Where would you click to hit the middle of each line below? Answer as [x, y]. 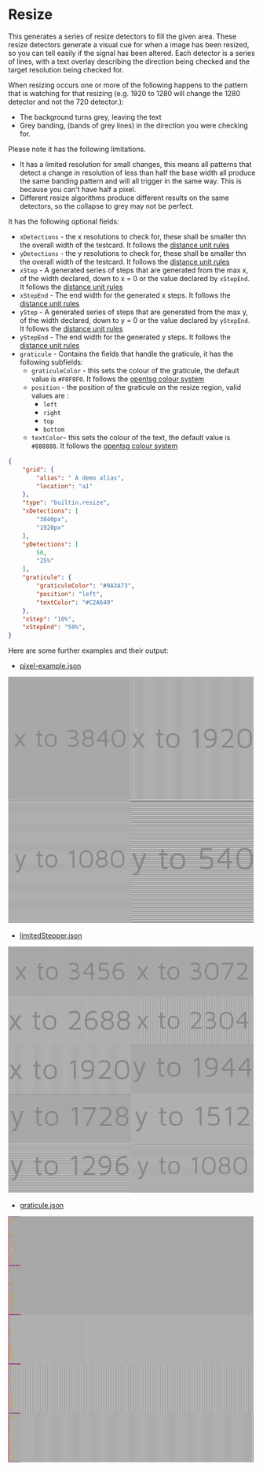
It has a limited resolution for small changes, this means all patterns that [135, 164]
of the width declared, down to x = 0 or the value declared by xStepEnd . [135, 278]
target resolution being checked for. [66, 69]
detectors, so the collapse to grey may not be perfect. [106, 206]
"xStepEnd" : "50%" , [54, 628]
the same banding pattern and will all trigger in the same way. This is [130, 181]
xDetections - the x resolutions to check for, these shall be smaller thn [133, 236]
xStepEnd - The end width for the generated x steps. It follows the [125, 295]
